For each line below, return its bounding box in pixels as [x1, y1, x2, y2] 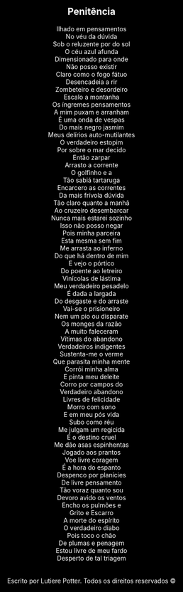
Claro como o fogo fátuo [55, 70, 128, 78]
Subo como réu [69, 418, 114, 426]
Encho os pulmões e [62, 501, 121, 509]
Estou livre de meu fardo [55, 546, 128, 554]
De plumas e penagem [58, 539, 125, 547]
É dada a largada [67, 289, 116, 297]
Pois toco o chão [67, 531, 116, 539]
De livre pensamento [61, 478, 122, 487]
